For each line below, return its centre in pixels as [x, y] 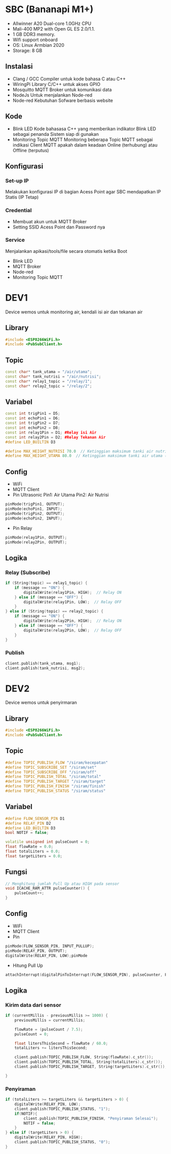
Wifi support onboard [35, 40]
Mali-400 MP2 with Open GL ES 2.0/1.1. [54, 28]
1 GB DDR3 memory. [34, 34]
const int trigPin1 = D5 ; [33, 414]
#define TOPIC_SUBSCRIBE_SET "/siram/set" [51, 767]
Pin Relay [22, 528]
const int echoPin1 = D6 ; [33, 418]
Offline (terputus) [31, 150]
